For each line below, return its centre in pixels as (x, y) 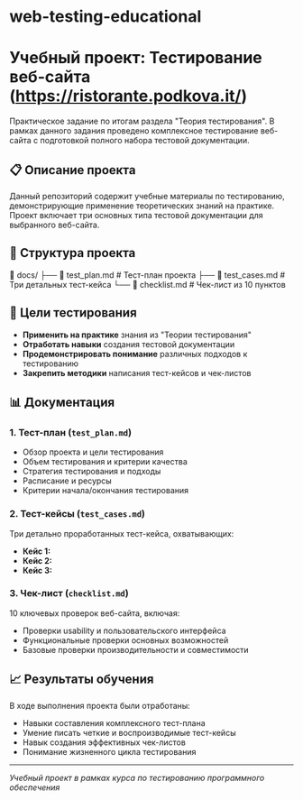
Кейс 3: (37, 570)
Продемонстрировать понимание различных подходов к (135, 354)
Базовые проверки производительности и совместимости (136, 649)
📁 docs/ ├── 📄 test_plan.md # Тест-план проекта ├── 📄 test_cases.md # (147, 275)
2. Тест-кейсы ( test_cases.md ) (78, 514)
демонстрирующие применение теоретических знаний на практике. (142, 206)
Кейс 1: (37, 551)
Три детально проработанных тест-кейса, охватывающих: (122, 533)
